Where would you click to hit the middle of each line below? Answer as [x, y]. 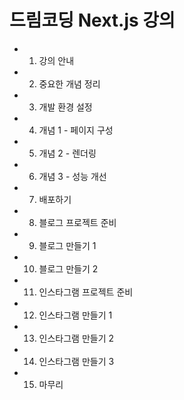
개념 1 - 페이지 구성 [76, 130]
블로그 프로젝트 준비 [77, 222]
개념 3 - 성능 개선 [72, 176]
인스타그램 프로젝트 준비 [86, 292]
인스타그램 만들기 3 [76, 361]
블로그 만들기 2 [68, 268]
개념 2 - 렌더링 [67, 153]
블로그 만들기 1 [67, 245]
